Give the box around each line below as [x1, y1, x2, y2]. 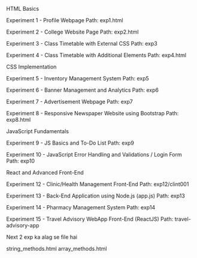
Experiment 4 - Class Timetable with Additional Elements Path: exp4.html [6, 52, 187, 59]
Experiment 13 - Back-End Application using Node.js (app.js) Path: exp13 [6, 192, 186, 199]
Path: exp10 [6, 157, 35, 164]
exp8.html [6, 116, 31, 123]
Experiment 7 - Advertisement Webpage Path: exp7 [6, 98, 134, 105]
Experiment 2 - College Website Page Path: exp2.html [6, 28, 139, 35]
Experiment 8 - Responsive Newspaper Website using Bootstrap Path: [6, 110, 179, 116]
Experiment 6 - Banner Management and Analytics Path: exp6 [6, 86, 159, 94]
